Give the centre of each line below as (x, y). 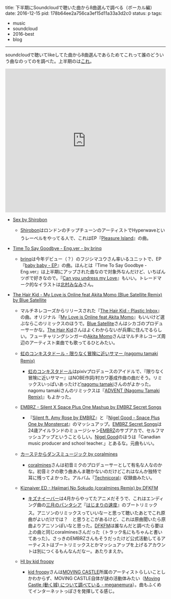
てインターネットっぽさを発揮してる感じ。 (72, 591)
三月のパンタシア (64, 505)
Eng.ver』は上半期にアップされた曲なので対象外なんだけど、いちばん (93, 272)
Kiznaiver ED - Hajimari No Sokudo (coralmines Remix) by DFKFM (89, 488)
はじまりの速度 (102, 505)
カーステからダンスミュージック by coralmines (69, 454)
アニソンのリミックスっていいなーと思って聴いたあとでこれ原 (101, 513)
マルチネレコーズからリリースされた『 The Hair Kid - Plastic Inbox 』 (91, 310)
